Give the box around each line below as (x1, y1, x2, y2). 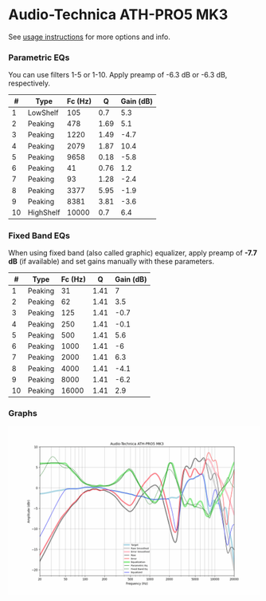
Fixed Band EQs (8, 230, 70, 241)
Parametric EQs (8, 52, 70, 63)
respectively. (8, 78, 50, 89)
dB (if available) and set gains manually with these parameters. (8, 257, 215, 267)
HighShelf (27, 208, 61, 217)
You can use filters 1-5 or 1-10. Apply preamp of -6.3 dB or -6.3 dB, (8, 70, 228, 80)
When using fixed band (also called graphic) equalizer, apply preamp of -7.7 (8, 248, 257, 258)
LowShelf (27, 108, 59, 117)
